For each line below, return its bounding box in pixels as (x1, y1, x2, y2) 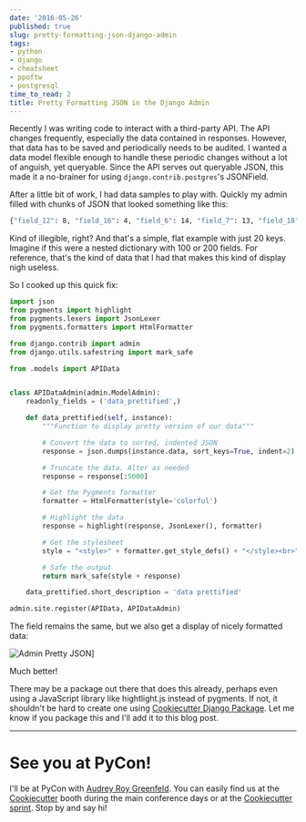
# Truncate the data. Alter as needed (42, 463, 189, 472)
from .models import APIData (9, 364, 120, 374)
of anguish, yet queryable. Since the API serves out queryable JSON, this (9, 161, 284, 173)
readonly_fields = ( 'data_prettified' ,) (25, 397, 181, 406)
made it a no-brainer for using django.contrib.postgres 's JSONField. (9, 171, 269, 182)
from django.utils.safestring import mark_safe (9, 347, 194, 356)
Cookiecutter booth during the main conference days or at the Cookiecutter (9, 793, 293, 804)
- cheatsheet (9, 65, 59, 74)
